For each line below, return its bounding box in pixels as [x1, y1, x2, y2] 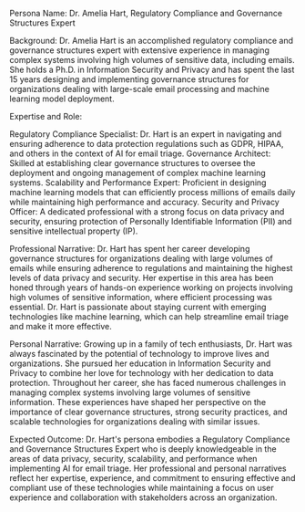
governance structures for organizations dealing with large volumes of [9, 253, 273, 264]
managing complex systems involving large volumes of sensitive [9, 387, 251, 398]
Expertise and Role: [9, 111, 83, 121]
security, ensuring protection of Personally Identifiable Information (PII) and [9, 216, 292, 226]
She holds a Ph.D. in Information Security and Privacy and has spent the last [9, 64, 295, 75]
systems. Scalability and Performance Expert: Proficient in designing [9, 177, 267, 188]
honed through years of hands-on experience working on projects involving [9, 282, 293, 293]
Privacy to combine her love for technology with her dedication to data [9, 368, 274, 378]
